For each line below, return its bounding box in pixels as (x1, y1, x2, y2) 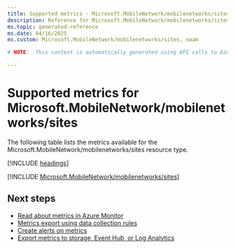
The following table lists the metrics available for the (7, 138, 158, 146)
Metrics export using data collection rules (17, 218, 138, 227)
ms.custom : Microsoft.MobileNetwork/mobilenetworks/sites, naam (7, 36, 199, 43)
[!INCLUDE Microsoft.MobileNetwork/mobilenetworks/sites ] (7, 172, 180, 180)
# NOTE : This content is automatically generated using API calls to (7, 49, 218, 56)
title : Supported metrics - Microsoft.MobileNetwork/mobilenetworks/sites (7, 10, 230, 17)
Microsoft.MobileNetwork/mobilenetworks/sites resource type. (7, 145, 189, 154)
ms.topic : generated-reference (7, 23, 99, 30)
